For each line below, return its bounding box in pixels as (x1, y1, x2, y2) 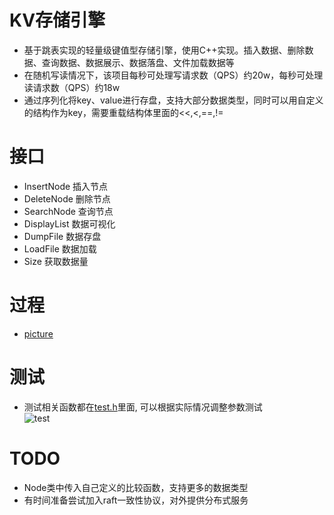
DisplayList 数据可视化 (23, 217, 116, 230)
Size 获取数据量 (23, 255, 89, 267)
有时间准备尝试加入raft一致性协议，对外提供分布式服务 (23, 494, 249, 506)
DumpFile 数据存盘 (23, 230, 102, 242)
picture (23, 327, 54, 340)
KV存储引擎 (9, 9, 106, 32)
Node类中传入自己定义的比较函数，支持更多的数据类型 (23, 481, 249, 493)
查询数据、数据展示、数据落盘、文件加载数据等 (41, 56, 235, 68)
